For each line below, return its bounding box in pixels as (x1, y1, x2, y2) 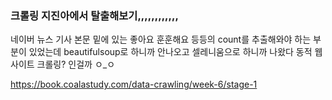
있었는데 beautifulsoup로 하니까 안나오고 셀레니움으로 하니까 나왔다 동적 (28, 46, 313, 58)
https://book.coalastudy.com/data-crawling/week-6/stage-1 (10, 78, 258, 91)
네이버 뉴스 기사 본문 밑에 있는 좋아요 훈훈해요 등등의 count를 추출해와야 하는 (10, 33, 312, 46)
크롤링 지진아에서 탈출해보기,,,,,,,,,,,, (10, 8, 179, 22)
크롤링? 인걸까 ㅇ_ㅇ (36, 58, 116, 71)
